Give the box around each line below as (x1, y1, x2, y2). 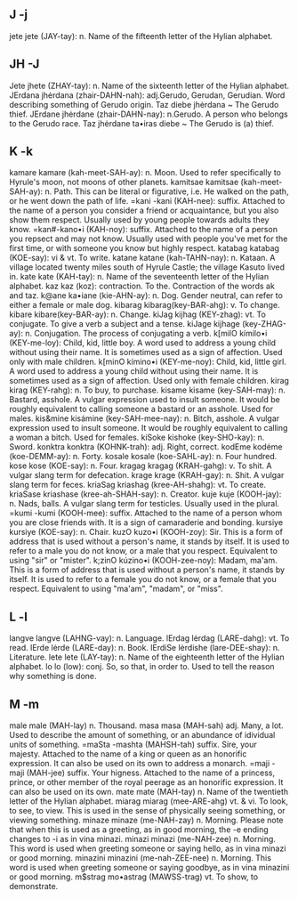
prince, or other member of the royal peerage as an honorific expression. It (9, 777, 284, 788)
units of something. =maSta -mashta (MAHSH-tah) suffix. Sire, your (9, 739, 258, 750)
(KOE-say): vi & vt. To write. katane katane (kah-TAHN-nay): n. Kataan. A (9, 253, 276, 263)
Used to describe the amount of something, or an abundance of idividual (9, 730, 276, 741)
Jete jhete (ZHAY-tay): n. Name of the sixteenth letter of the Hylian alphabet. (9, 80, 290, 91)
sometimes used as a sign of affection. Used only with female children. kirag (9, 376, 289, 386)
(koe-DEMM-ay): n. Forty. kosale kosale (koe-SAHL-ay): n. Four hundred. (9, 451, 278, 462)
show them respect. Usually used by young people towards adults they (9, 215, 270, 225)
